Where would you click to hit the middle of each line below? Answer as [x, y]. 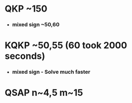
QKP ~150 [26, 9]
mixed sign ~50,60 [36, 25]
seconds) [25, 56]
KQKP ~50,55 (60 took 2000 [66, 45]
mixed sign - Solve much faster [51, 72]
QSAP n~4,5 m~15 [44, 93]
